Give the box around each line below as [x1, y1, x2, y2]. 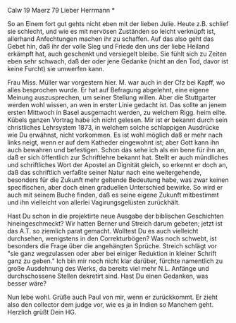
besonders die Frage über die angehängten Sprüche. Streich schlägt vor [7, 242, 217, 250]
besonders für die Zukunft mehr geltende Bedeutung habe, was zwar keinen [7, 176, 229, 184]
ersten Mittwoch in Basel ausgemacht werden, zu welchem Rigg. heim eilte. [7, 109, 227, 116]
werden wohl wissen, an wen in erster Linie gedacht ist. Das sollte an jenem [7, 101, 227, 109]
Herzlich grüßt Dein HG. [7, 308, 77, 316]
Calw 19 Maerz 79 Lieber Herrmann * [7, 6, 115, 14]
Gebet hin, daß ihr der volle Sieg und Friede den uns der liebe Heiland [7, 42, 210, 50]
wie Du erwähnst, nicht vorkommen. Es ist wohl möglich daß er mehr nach [7, 130, 223, 139]
